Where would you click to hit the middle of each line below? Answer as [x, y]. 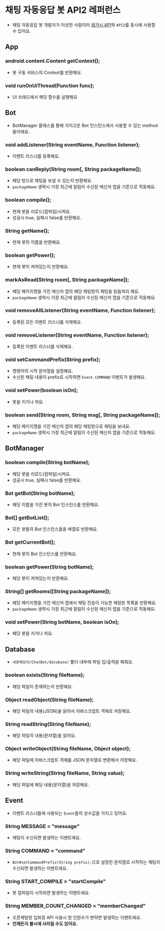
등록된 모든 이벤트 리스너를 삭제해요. [47, 322]
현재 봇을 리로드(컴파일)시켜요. [42, 211]
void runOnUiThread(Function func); [50, 86]
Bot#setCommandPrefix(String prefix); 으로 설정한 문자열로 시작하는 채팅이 [86, 862]
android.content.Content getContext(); [53, 61]
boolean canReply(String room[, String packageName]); [73, 169]
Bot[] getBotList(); [27, 517]
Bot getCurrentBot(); [30, 542]
